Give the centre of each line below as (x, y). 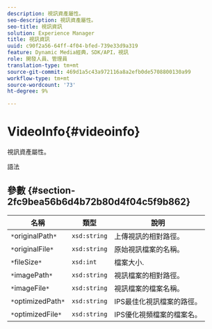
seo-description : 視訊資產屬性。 (52, 20)
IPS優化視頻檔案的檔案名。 (158, 314)
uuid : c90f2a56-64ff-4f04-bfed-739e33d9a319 (73, 46)
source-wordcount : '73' (42, 85)
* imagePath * (32, 275)
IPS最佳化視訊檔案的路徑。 (158, 301)
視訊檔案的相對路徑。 (149, 275)
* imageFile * (30, 288)
